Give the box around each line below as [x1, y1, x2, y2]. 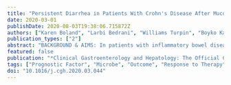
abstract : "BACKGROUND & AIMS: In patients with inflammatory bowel [7, 42, 208, 49]
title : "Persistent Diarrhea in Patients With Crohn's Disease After [7, 10, 211, 17]
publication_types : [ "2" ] [7, 36, 81, 42]
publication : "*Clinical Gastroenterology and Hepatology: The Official [7, 55, 220, 62]
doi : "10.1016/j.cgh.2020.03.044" [7, 67, 107, 74]
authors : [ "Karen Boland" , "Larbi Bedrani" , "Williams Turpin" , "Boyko [7, 29, 217, 36]
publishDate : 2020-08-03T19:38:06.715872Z [7, 23, 131, 29]
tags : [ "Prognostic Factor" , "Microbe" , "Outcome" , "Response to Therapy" [7, 61, 226, 68]
